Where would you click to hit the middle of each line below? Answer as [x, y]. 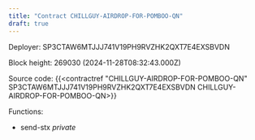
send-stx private [48, 127]
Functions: [26, 112]
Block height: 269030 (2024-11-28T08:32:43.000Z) [95, 63]
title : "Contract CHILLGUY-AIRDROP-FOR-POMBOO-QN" [96, 16]
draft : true [28, 24]
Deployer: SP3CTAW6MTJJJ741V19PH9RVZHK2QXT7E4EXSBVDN [119, 46]
